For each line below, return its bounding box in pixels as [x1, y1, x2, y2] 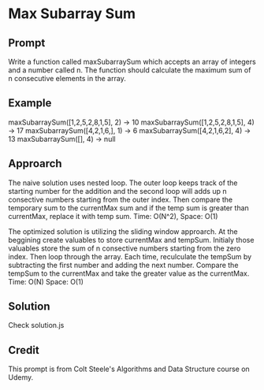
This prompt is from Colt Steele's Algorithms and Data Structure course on [8, 364, 250, 374]
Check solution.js [8, 321, 65, 330]
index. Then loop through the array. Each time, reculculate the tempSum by [8, 251, 252, 261]
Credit [8, 344, 39, 357]
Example [8, 96, 52, 110]
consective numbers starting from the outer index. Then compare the [8, 195, 233, 204]
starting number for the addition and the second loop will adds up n [8, 186, 227, 195]
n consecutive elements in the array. [8, 74, 126, 83]
